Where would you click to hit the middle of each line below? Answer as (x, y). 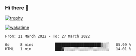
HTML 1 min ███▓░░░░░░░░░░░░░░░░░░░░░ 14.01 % (68, 49)
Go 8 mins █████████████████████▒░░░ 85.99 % (68, 45)
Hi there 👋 (17, 8)
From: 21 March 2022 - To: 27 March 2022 (48, 36)
